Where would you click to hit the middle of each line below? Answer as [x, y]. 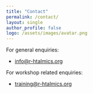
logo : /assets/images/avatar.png [47, 33]
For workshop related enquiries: [44, 73]
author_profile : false [34, 28]
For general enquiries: [33, 50]
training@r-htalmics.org [43, 84]
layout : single [25, 22]
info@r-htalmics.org [39, 61]
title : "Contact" [27, 11]
